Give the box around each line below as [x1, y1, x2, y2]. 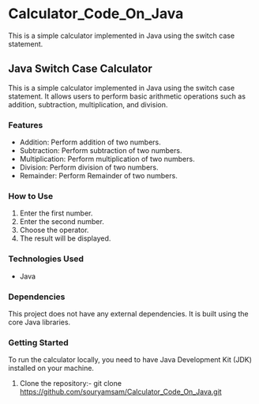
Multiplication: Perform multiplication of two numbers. [19, 155, 195, 164]
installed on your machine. [8, 364, 95, 373]
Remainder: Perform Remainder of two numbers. [19, 171, 178, 181]
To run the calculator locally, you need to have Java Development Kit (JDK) [8, 355, 253, 365]
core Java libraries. [8, 317, 71, 327]
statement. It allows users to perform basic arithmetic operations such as [8, 92, 246, 101]
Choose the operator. [19, 226, 89, 235]
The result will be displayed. [19, 234, 111, 243]
